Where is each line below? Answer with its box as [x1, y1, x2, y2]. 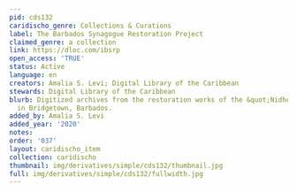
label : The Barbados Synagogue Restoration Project [9, 29, 203, 38]
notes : [9, 128, 34, 137]
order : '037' [9, 136, 57, 145]
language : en [9, 71, 57, 80]
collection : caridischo [9, 152, 97, 162]
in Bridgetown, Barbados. [17, 104, 113, 112]
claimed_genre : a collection [9, 37, 117, 47]
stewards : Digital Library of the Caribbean [9, 87, 176, 96]
